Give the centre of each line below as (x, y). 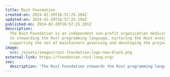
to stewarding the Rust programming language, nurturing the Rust (81, 38)
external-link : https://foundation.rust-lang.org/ (60, 57)
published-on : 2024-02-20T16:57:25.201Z (49, 24)
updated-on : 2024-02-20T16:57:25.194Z (46, 19)
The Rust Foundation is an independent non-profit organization (79, 33)
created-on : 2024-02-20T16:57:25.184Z (46, 15)
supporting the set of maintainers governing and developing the (80, 43)
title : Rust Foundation (30, 10)
